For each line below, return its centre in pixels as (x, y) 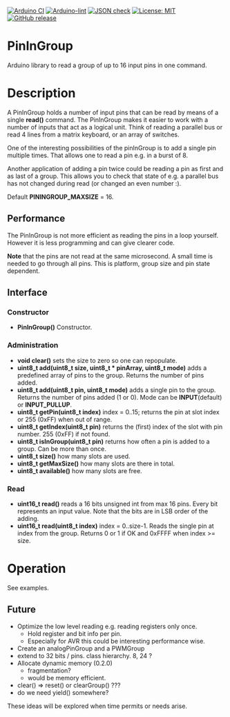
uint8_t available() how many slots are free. (80, 470)
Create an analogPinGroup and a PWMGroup (81, 648)
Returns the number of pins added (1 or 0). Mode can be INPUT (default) (119, 397)
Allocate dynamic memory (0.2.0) (65, 663)
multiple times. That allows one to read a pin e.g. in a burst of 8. (98, 155)
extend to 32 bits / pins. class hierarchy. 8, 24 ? (85, 655)
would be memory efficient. (67, 678)
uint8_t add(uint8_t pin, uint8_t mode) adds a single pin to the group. (116, 390)
